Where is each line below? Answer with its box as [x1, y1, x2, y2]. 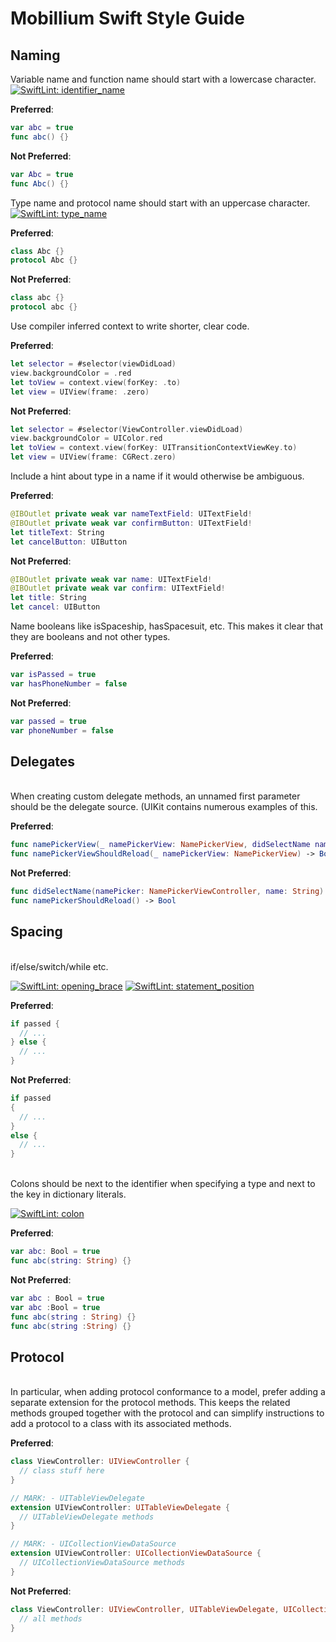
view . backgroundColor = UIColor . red [10, 433, 163, 444]
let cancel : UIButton [10, 602, 101, 612]
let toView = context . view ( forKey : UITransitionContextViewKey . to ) [10, 443, 298, 453]
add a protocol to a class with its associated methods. [10, 1418, 232, 1430]
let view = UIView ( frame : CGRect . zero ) [10, 452, 177, 462]
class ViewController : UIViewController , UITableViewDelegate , [10, 1604, 280, 1614]
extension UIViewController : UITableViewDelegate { [10, 1502, 230, 1512]
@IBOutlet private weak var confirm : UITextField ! [10, 583, 226, 594]
